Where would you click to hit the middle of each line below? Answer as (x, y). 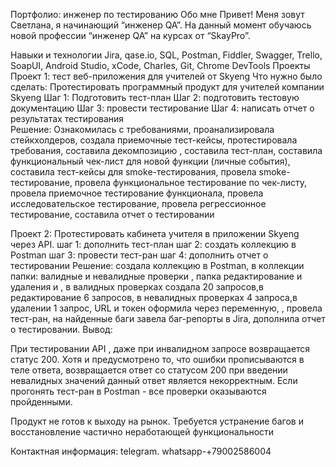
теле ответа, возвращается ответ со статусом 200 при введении (149, 370)
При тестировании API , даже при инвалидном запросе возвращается (160, 348)
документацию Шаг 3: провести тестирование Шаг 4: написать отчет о (162, 108)
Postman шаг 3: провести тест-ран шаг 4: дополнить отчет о (139, 255)
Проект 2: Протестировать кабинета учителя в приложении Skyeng (155, 233)
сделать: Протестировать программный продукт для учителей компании (167, 87)
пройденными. (41, 402)
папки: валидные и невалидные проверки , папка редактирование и (156, 276)
